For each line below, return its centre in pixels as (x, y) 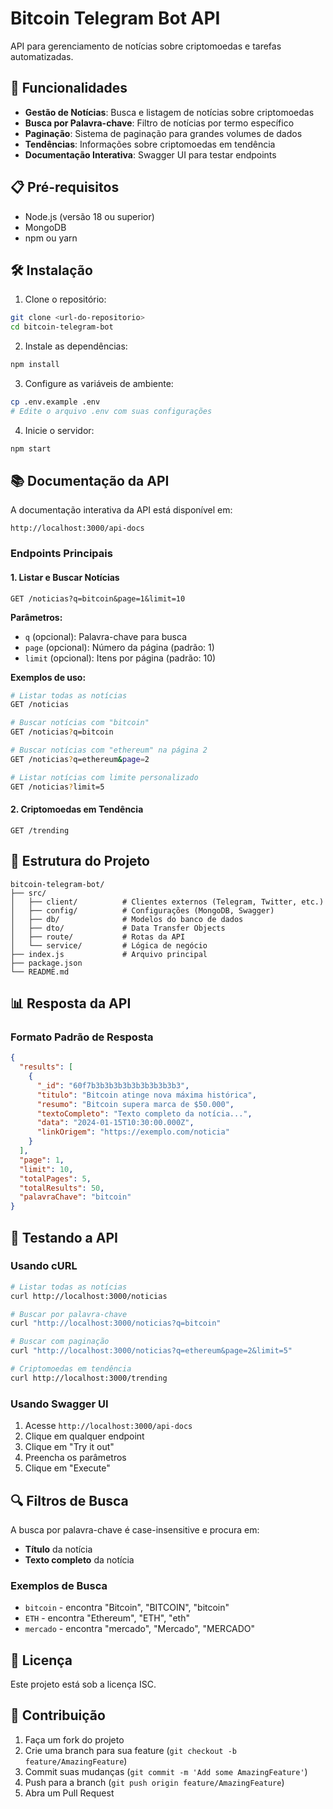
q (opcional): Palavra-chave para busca (105, 636)
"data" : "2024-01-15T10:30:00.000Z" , (115, 1123)
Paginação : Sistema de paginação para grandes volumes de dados (163, 133)
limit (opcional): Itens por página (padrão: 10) (120, 658)
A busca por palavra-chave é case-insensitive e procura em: (135, 1529)
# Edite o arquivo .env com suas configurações (111, 411)
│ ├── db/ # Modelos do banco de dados (127, 919)
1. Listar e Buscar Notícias (65, 577)
